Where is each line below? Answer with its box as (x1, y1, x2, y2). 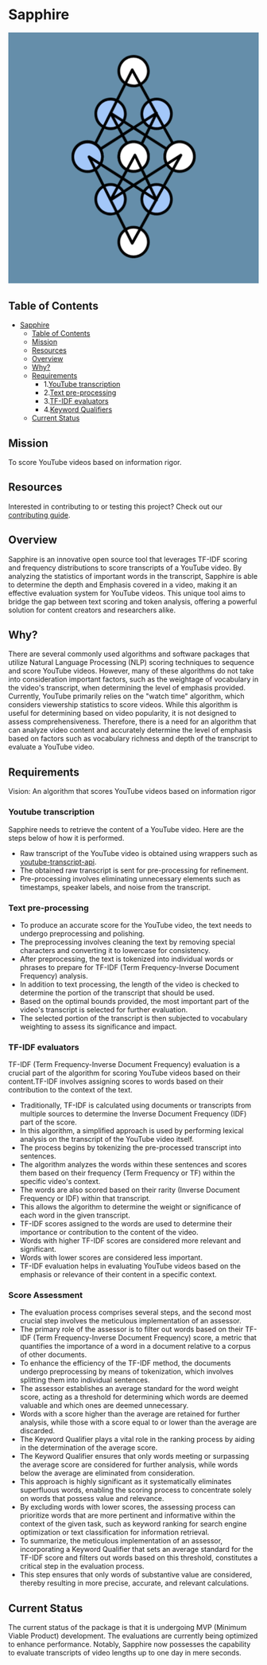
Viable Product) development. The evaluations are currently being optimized (8, 1631, 258, 1641)
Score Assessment (8, 1290, 83, 1301)
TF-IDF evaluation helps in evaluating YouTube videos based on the (19, 1261, 241, 1271)
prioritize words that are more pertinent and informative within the (19, 1511, 236, 1520)
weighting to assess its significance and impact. (19, 1022, 177, 1031)
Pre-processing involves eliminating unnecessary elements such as (19, 874, 241, 883)
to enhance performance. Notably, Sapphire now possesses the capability (8, 1640, 251, 1649)
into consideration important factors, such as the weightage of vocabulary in (8, 674, 259, 684)
